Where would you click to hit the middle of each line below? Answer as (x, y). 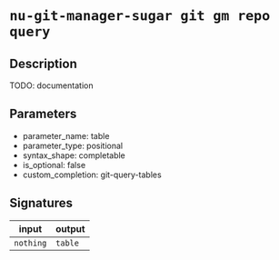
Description (43, 63)
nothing (30, 243)
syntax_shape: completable (74, 155)
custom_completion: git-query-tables (92, 175)
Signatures (41, 203)
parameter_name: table (66, 135)
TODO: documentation (51, 85)
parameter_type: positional (73, 145)
